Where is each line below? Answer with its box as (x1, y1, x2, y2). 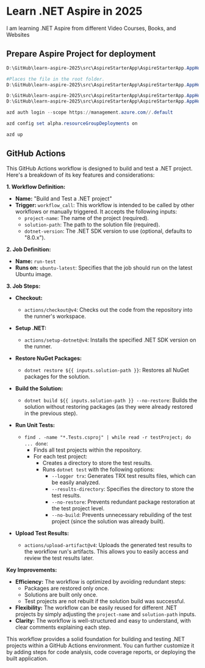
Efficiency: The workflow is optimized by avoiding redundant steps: (15, 578, 186, 585)
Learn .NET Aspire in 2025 (6, 4, 143, 18)
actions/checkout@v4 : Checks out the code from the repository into (24, 306, 193, 313)
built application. (6, 655, 48, 662)
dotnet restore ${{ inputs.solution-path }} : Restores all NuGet (24, 366, 189, 373)
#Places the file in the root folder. (6, 76, 105, 82)
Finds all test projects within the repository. (33, 446, 142, 453)
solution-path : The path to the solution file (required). (24, 221, 160, 228)
